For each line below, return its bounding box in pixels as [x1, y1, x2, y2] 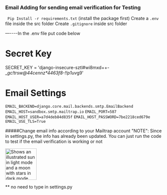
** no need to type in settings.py [5, 184, 73, 190]
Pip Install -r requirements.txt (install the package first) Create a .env [7, 16, 159, 22]
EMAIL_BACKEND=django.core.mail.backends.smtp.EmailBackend [5, 104, 134, 109]
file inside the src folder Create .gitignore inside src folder [5, 21, 127, 27]
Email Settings [5, 87, 67, 99]
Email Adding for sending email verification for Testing [5, 4, 141, 11]
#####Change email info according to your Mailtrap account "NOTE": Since [5, 128, 162, 134]
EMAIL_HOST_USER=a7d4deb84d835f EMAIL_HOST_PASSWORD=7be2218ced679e [5, 115, 150, 120]
